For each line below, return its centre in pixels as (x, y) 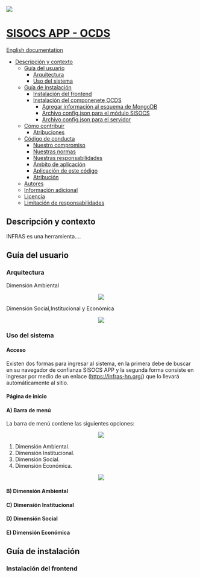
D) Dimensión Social (32, 518)
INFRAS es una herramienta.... (44, 236)
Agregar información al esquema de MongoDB (100, 106)
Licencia (34, 196)
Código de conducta (49, 138)
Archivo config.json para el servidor (86, 119)
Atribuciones (49, 132)
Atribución (46, 177)
